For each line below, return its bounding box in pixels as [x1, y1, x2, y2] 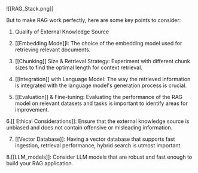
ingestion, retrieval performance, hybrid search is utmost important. [14, 142, 182, 149]
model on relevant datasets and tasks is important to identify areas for [14, 100, 188, 107]
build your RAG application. [6, 160, 74, 166]
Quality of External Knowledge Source [14, 28, 109, 35]
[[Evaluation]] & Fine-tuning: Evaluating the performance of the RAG [14, 94, 183, 100]
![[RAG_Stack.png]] [6, 5, 54, 12]
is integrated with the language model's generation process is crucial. [14, 82, 187, 89]
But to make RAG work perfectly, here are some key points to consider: [6, 17, 181, 23]
